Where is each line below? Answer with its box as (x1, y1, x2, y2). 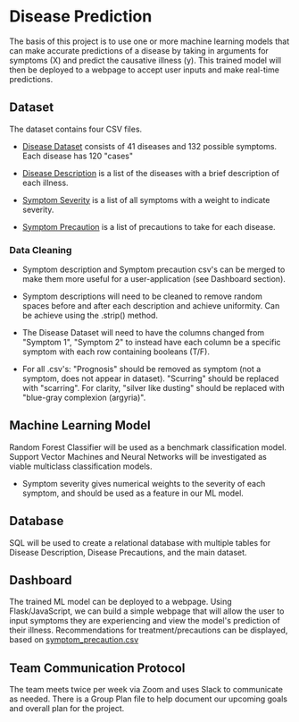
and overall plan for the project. (9, 703, 125, 714)
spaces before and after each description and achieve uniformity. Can (21, 301, 280, 311)
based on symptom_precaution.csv (9, 634, 139, 645)
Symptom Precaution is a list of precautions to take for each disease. (21, 221, 276, 232)
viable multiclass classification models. (9, 461, 154, 471)
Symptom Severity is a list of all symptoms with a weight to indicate (21, 194, 270, 205)
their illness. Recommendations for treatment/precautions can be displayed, (9, 624, 288, 636)
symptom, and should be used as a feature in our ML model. (21, 488, 244, 498)
